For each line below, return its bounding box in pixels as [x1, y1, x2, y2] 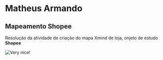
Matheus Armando [5, 3, 83, 14]
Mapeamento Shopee [5, 22, 72, 30]
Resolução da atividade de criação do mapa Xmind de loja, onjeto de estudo [5, 35, 159, 41]
